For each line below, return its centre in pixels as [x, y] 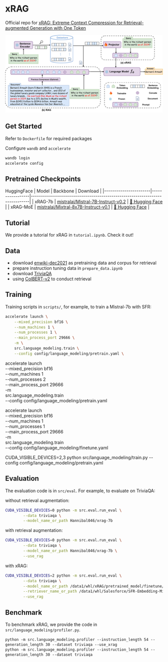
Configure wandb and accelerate [38, 148]
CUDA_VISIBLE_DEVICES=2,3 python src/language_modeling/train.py [77, 457]
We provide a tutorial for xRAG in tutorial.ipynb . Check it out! [69, 235]
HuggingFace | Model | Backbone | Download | [53, 191]
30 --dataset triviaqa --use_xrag [81, 644]
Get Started [23, 126]
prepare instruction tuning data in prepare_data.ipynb [67, 268]
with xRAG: [16, 566]
